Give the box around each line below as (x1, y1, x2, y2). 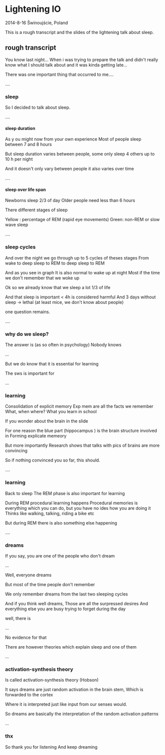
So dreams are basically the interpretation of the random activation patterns (5, 711, 159, 717)
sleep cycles (5, 244, 36, 251)
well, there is (5, 615, 31, 621)
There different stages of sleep (5, 207, 68, 213)
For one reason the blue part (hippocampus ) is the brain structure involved (5, 427, 157, 434)
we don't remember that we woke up (5, 275, 80, 281)
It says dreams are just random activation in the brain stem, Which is (5, 687, 143, 692)
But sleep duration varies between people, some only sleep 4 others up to (5, 151, 155, 157)
